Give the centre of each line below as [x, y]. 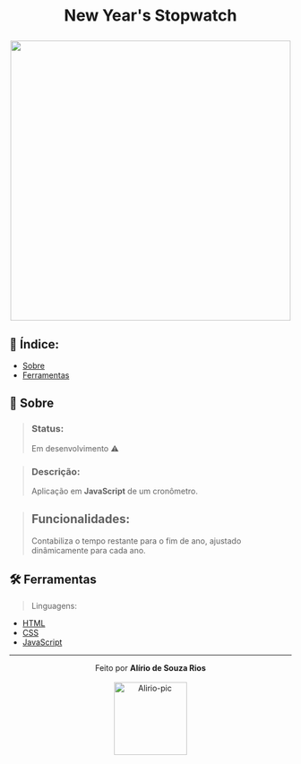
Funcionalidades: [81, 519]
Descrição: [56, 471]
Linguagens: [54, 605]
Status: [47, 429]
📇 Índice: [34, 344]
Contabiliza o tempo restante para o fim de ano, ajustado [136, 541]
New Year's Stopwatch [150, 16]
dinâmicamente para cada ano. [88, 550]
